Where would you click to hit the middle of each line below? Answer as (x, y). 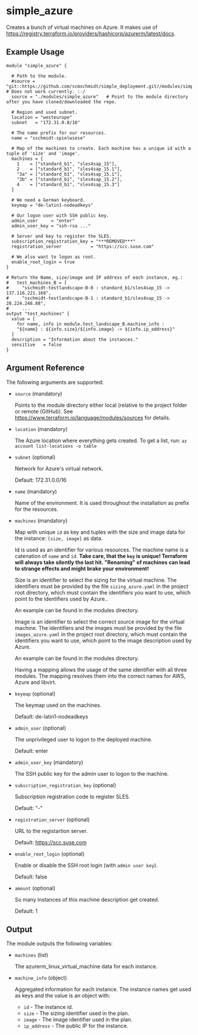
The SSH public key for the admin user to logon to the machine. (92, 773)
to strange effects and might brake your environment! (82, 569)
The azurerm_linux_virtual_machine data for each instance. (86, 967)
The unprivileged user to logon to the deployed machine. (84, 739)
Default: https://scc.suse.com (51, 842)
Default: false (31, 876)
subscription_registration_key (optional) (65, 785)
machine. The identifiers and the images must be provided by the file (98, 628)
